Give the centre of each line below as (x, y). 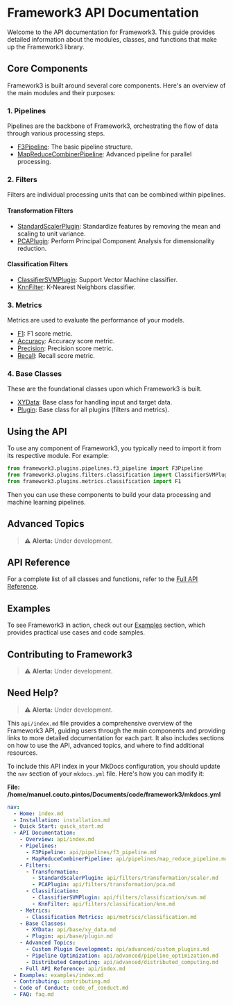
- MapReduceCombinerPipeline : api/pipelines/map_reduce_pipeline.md (127, 859)
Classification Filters (38, 264)
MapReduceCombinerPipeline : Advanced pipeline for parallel (104, 154)
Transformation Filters (40, 211)
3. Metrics (25, 305)
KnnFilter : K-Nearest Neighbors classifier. (77, 287)
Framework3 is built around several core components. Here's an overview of (116, 85)
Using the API (37, 431)
